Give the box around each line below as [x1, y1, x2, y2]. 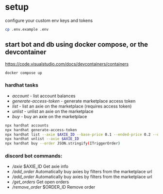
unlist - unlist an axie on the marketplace [12, 108, 94, 114]
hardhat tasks [5, 82, 39, 88]
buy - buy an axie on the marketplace [12, 113, 87, 119]
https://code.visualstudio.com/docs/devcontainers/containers [5, 61, 129, 67]
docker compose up [5, 70, 42, 75]
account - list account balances [12, 93, 76, 99]
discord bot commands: [5, 153, 63, 159]
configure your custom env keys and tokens [5, 18, 93, 23]
